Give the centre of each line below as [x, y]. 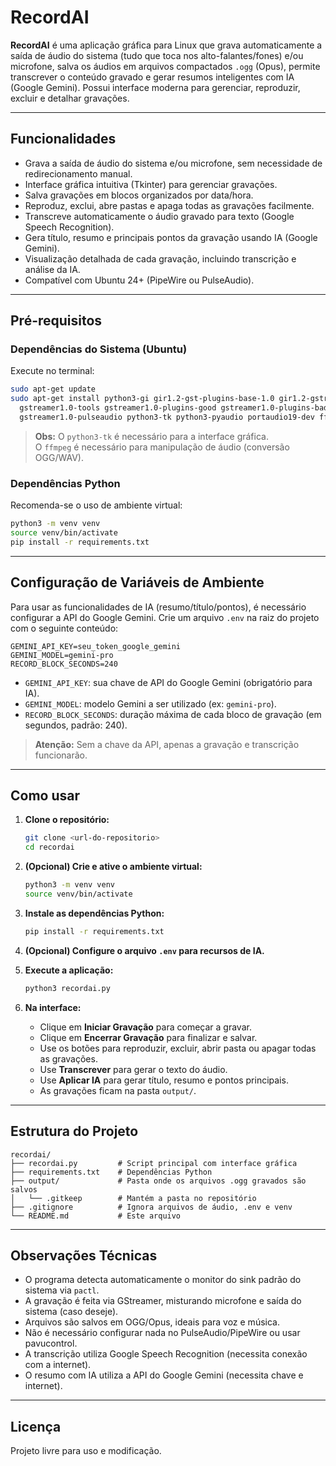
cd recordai [49, 847]
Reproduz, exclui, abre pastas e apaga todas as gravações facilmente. [169, 205]
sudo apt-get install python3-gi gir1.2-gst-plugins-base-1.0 [142, 399]
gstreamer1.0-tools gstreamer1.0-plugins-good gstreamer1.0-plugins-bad [174, 408]
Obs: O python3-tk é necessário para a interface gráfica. [151, 436]
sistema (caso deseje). [71, 1312]
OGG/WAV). [59, 457]
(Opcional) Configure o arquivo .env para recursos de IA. [144, 950]
